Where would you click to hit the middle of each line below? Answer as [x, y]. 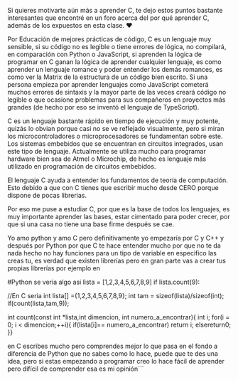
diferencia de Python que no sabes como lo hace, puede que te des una [113, 354]
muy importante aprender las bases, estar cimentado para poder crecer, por [119, 217]
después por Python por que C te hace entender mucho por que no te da [114, 246]
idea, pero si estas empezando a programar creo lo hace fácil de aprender [116, 361]
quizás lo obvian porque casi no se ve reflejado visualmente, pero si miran [116, 128]
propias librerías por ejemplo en [54, 268]
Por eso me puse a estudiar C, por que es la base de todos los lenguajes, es [119, 209]
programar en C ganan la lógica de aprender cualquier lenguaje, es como [114, 62]
